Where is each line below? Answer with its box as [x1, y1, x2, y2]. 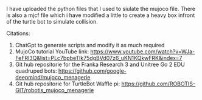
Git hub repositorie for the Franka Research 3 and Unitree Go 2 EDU [15, 61, 186, 68]
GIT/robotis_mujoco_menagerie [15, 87, 94, 93]
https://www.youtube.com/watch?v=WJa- [90, 48, 195, 55]
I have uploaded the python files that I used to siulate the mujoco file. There [6, 5, 196, 12]
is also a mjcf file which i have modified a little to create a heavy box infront [6, 12, 195, 19]
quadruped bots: [15, 67, 57, 75]
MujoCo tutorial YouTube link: [15, 48, 89, 55]
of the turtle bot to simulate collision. [6, 18, 99, 25]
